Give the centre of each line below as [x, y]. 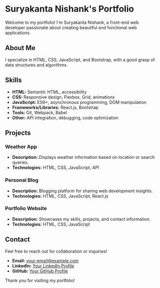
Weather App [21, 147]
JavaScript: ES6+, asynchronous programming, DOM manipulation [79, 102]
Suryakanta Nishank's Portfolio [70, 9]
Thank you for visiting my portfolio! [40, 280]
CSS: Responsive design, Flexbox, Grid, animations [63, 97]
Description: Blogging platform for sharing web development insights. [82, 191]
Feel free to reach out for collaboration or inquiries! [56, 251]
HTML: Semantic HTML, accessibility [49, 92]
